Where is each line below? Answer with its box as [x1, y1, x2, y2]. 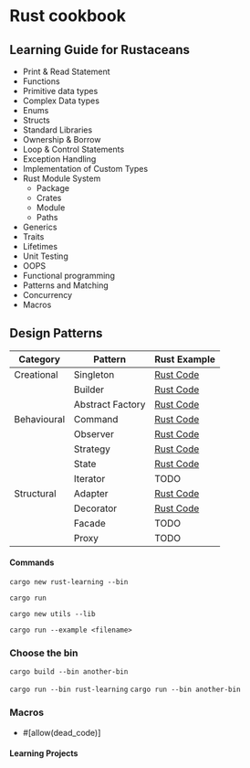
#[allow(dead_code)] [22, 727, 101, 738]
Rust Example [154, 353, 216, 366]
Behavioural [14, 412, 66, 425]
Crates [36, 193, 62, 203]
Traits [22, 231, 45, 242]
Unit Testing [22, 251, 68, 261]
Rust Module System [22, 173, 101, 184]
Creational [14, 368, 58, 380]
